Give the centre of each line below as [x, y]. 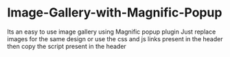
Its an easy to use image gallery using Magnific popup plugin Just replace [112, 32]
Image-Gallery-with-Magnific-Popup [115, 13]
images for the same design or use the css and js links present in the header [115, 38]
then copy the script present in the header [67, 46]
